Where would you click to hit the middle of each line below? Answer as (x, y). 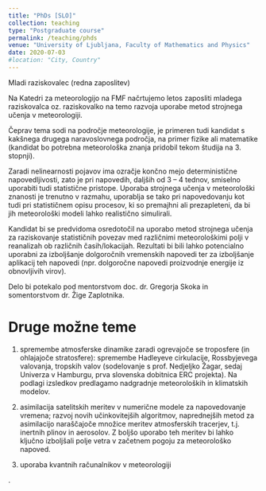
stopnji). (21, 155)
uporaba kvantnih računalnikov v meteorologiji (95, 464)
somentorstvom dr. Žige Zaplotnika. (66, 294)
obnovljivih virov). (37, 271)
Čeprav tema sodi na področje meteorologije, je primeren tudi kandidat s (127, 130)
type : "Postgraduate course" (56, 30)
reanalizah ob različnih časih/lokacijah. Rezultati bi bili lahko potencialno (126, 245)
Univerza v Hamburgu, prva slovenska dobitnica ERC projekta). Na (128, 374)
